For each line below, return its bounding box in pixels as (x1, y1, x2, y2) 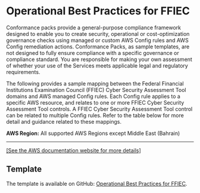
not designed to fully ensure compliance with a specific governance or (6, 49, 180, 56)
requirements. (6, 68, 40, 75)
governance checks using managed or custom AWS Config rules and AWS (6, 36, 189, 44)
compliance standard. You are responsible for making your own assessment (6, 56, 192, 63)
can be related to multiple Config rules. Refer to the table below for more (6, 112, 185, 119)
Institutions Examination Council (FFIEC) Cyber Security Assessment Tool (6, 86, 186, 93)
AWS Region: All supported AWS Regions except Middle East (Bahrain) (6, 130, 180, 137)
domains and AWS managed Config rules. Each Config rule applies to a (6, 93, 180, 100)
